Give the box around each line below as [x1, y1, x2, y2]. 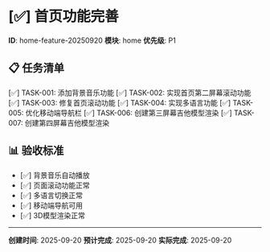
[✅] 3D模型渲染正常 [19, 210, 86, 220]
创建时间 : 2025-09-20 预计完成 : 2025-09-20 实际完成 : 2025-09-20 [8, 235, 232, 245]
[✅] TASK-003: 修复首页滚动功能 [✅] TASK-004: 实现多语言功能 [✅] [8, 97, 231, 107]
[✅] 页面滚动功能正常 [19, 180, 90, 190]
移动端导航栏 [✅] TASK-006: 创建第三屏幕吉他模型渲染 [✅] [39, 108, 233, 118]
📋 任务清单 [8, 61, 65, 75]
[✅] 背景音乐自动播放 [19, 170, 90, 180]
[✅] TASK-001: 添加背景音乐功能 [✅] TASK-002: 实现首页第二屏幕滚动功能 [8, 88, 252, 97]
